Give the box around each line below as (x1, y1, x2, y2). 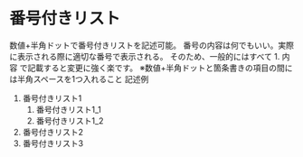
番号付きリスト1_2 (35, 115, 104, 126)
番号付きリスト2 (22, 126, 84, 137)
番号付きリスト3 (22, 137, 84, 149)
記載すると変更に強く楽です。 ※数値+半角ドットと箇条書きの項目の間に (26, 62, 293, 73)
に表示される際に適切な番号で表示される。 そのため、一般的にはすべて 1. (9, 51, 280, 61)
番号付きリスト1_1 (35, 104, 101, 115)
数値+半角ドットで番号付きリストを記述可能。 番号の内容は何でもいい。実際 (9, 40, 294, 51)
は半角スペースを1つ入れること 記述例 (9, 73, 149, 84)
